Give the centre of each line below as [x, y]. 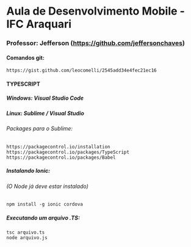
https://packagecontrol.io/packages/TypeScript [68, 152]
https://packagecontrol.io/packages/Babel [61, 157]
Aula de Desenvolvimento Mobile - [95, 11]
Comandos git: [25, 57]
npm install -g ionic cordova [45, 204]
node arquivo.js [27, 238]
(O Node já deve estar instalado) [47, 186]
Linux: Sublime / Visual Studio [45, 113]
